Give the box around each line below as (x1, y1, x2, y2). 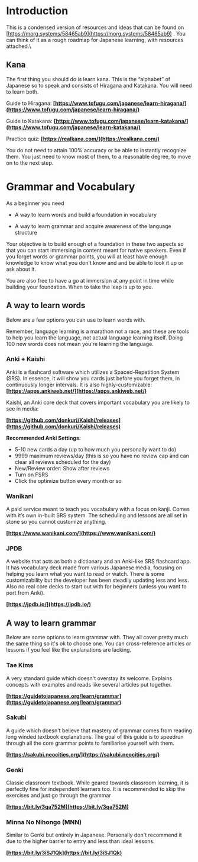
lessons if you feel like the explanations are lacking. (6, 646, 132, 653)
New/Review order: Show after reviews (14, 464, 110, 472)
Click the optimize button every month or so (14, 477, 122, 484)
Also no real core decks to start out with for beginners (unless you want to (6, 583, 187, 590)
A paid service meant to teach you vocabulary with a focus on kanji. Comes (6, 505, 190, 513)
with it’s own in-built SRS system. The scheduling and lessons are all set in (6, 512, 188, 519)
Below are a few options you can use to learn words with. (6, 316, 146, 323)
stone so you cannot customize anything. (6, 518, 106, 525)
